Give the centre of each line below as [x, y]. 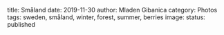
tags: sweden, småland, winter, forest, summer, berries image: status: [106, 17]
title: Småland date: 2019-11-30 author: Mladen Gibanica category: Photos [112, 10]
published [21, 24]
